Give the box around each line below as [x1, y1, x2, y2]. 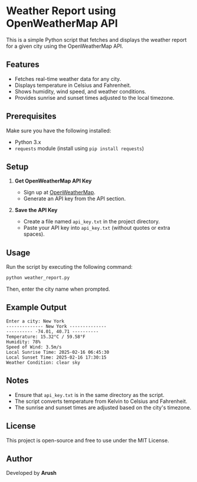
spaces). [23, 230, 45, 237]
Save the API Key [14, 207, 58, 214]
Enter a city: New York [6, 318, 65, 324]
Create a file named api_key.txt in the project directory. [23, 218, 160, 225]
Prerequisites [6, 111, 57, 122]
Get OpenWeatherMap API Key [14, 177, 92, 184]
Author [6, 454, 32, 464]
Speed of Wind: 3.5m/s [6, 344, 62, 350]
